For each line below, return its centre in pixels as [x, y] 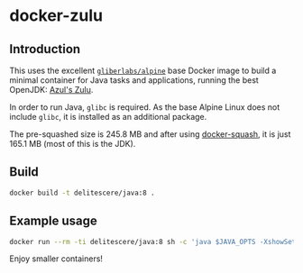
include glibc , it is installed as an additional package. [108, 117]
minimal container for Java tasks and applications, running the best [134, 80]
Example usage [53, 221]
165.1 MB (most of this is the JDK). [73, 144]
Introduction [45, 49]
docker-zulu [56, 16]
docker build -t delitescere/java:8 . [82, 193]
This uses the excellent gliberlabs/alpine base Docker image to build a [143, 70]
